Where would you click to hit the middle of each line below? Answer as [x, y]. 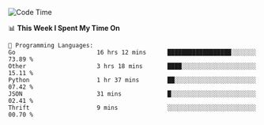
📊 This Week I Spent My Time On [64, 28]
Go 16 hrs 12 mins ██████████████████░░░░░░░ [132, 52]
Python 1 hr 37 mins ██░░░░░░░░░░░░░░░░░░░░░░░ [132, 80]
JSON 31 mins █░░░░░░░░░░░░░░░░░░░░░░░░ [132, 94]
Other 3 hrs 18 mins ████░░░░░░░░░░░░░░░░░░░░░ [132, 66]
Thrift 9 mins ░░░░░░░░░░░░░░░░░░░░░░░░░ [132, 108]
